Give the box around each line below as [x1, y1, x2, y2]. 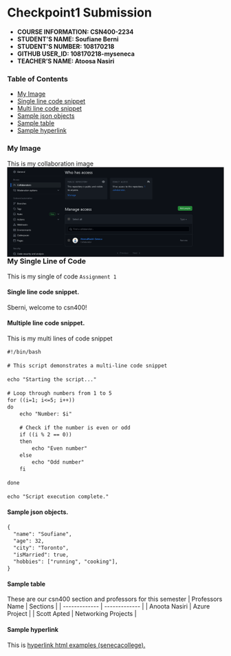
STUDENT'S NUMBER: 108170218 [16, 42, 115, 50]
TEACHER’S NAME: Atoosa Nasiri [16, 57, 115, 65]
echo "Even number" [32, 445, 88, 452]
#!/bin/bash [7, 349, 41, 356]
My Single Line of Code [7, 256, 86, 266]
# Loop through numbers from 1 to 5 [7, 390, 112, 397]
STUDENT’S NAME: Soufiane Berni [16, 34, 119, 43]
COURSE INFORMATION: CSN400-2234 [16, 28, 134, 36]
